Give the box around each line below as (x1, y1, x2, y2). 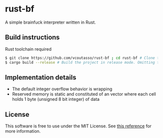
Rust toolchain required (5, 46, 52, 52)
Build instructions (5, 33, 60, 41)
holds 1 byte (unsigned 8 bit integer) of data (12, 97, 100, 102)
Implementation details (5, 73, 77, 82)
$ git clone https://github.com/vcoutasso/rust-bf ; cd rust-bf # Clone (5, 55, 155, 60)
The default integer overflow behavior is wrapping (12, 86, 113, 92)
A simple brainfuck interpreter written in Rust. (5, 19, 96, 25)
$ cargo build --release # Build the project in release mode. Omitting (5, 60, 155, 65)
